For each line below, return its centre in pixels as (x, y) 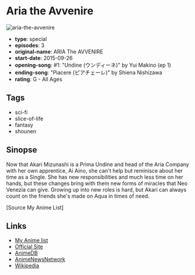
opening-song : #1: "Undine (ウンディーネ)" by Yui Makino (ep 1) (93, 65)
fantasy (24, 125)
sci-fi (21, 112)
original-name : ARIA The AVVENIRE (59, 51)
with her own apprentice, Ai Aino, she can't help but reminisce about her (95, 170)
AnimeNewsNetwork (40, 260)
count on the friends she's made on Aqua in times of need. (78, 196)
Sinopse (22, 150)
